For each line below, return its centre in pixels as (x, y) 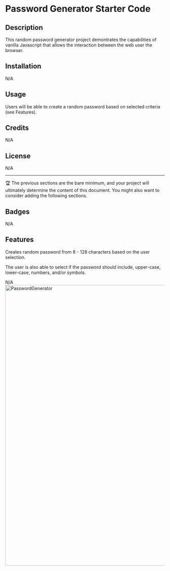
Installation (23, 66)
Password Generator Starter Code (78, 9)
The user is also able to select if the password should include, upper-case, (83, 267)
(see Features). (21, 112)
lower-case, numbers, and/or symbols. (46, 272)
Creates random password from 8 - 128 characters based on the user (78, 252)
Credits (17, 128)
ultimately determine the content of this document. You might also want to (82, 190)
